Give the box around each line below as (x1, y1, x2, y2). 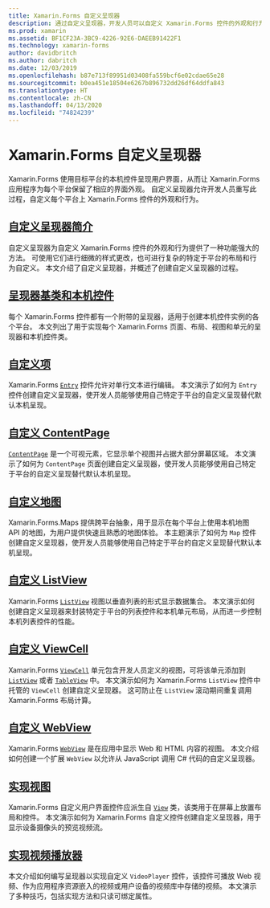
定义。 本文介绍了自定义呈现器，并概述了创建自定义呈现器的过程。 (22, 263, 243, 272)
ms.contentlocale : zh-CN (8, 94, 92, 102)
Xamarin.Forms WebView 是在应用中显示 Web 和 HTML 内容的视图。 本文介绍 (8, 744, 260, 754)
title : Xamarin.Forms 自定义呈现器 (8, 11, 121, 20)
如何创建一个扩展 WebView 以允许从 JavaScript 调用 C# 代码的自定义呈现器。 (8, 754, 260, 763)
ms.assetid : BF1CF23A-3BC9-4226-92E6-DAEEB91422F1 (8, 34, 182, 43)
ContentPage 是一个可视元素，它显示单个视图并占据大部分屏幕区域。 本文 (8, 449, 249, 459)
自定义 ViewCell (8, 642, 88, 656)
